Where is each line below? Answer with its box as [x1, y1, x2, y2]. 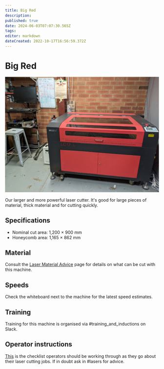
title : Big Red [5, 8, 36, 13]
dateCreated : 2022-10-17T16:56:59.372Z [5, 39, 86, 44]
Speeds [5, 281, 29, 289]
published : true [5, 18, 38, 23]
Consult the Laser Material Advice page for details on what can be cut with [5, 262, 156, 267]
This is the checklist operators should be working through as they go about [5, 353, 156, 359]
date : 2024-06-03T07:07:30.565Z [5, 23, 71, 28]
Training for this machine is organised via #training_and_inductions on [5, 321, 146, 327]
